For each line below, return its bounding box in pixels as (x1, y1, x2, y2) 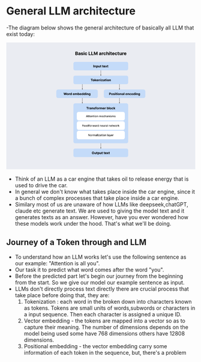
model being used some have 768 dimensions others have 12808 (23, 330, 185, 337)
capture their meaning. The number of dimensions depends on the (23, 323, 189, 331)
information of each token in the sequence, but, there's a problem (23, 349, 187, 356)
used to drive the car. (14, 181, 68, 189)
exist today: (6, 30, 35, 37)
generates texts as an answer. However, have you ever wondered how (14, 213, 189, 220)
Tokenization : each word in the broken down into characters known (23, 298, 192, 305)
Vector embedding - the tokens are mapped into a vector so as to (23, 317, 186, 324)
